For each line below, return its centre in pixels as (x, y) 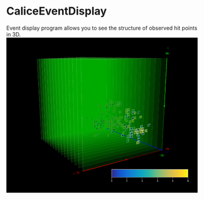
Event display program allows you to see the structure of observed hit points (102, 28)
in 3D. (14, 34)
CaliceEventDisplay (57, 11)
